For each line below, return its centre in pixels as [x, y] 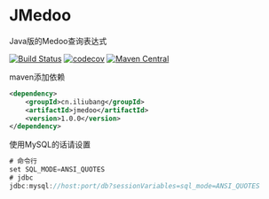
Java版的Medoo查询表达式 [58, 41]
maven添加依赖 [37, 77]
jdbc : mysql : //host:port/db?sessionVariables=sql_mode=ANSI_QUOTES [134, 186]
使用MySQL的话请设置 [50, 145]
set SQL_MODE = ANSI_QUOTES [57, 170]
